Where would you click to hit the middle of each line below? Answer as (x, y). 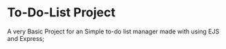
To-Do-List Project (62, 13)
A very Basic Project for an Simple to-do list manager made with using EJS (113, 31)
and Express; (26, 38)
